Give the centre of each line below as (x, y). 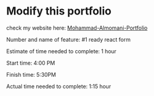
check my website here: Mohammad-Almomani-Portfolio (77, 28)
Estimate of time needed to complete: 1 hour (62, 51)
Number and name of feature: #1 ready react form (69, 39)
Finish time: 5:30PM (31, 74)
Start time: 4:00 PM (31, 63)
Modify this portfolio (59, 11)
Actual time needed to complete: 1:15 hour (59, 86)
